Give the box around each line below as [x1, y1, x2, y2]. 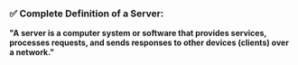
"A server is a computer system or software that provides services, [9, 28, 267, 39]
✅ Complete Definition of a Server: [9, 7, 164, 20]
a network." [9, 47, 55, 58]
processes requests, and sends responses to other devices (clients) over [9, 37, 289, 48]
